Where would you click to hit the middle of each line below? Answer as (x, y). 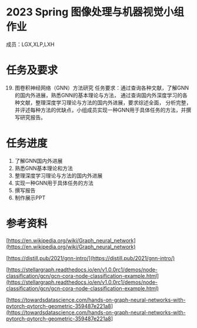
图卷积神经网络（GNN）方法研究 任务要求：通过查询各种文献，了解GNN (102, 88)
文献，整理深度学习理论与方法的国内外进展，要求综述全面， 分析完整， (106, 102)
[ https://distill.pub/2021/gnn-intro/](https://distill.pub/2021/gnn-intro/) (91, 258)
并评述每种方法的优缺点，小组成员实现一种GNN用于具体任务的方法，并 (100, 110)
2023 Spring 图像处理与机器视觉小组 (95, 12)
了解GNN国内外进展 (39, 160)
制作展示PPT (30, 198)
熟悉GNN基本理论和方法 (44, 168)
